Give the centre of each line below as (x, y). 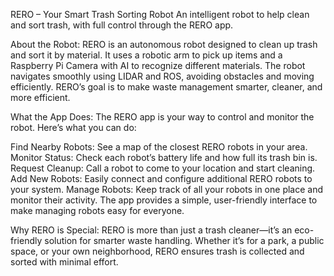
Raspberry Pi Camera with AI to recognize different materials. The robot (158, 65)
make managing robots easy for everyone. (97, 210)
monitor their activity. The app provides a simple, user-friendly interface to (164, 200)
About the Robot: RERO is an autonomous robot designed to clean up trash (164, 44)
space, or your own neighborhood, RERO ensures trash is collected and (157, 251)
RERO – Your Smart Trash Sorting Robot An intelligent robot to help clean (160, 14)
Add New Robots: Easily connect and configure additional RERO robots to (161, 178)
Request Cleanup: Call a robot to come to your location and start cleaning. (163, 168)
